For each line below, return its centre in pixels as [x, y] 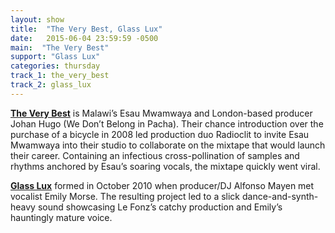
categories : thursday [55, 66]
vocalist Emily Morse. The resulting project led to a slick [125, 196]
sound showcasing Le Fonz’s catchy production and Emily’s [160, 207]
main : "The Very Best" [60, 47]
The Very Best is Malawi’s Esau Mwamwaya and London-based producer [161, 113]
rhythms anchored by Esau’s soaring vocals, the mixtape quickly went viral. [165, 166]
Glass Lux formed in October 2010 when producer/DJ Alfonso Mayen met [162, 185]
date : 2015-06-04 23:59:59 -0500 [84, 38]
